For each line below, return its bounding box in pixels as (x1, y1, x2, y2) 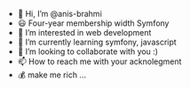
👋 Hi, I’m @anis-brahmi (17, 9, 102, 19)
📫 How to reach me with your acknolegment (17, 56, 182, 67)
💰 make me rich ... (17, 69, 87, 80)
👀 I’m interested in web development (17, 28, 152, 37)
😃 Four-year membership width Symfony (17, 18, 170, 28)
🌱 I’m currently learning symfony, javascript (17, 36, 177, 47)
